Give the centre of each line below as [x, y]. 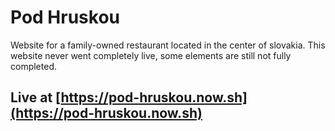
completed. [33, 66]
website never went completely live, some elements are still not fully [151, 55]
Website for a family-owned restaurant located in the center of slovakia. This [168, 45]
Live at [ [36, 97]
